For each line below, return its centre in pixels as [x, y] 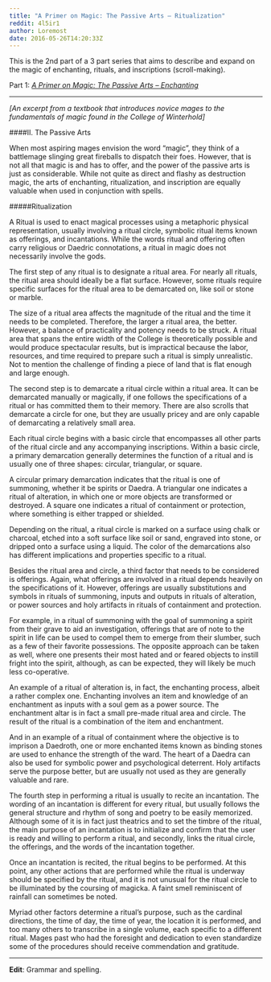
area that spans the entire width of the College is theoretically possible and [133, 339]
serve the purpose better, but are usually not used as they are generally [127, 772]
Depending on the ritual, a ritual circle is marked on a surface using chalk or [135, 530]
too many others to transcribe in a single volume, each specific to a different [135, 930]
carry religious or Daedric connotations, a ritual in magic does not [118, 248]
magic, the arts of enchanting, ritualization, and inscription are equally [125, 183]
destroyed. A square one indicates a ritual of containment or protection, [127, 505]
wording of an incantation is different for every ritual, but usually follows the [135, 804]
